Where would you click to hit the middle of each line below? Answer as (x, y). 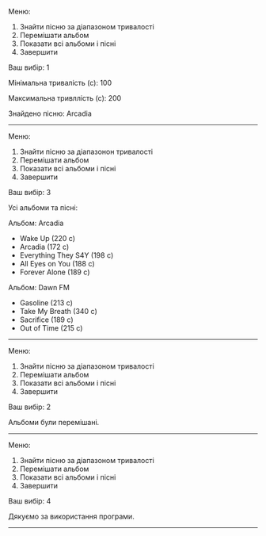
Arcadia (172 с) (44, 247)
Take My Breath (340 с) (58, 311)
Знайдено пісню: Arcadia (50, 113)
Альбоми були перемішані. (54, 422)
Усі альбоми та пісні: (43, 208)
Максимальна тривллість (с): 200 (65, 98)
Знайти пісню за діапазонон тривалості (86, 151)
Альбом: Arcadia (36, 223)
